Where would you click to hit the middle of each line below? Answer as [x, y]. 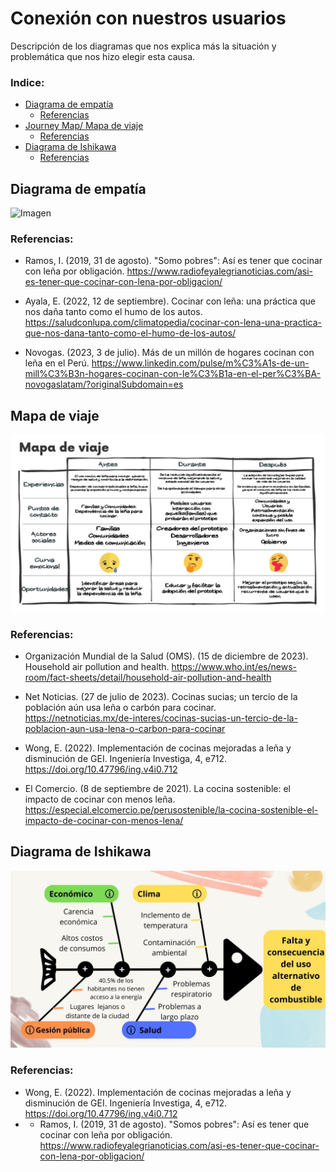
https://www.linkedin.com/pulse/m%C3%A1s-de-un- [200, 363]
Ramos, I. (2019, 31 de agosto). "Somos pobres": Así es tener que [174, 1124]
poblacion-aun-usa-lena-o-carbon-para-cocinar [125, 728]
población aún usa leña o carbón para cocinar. [120, 707]
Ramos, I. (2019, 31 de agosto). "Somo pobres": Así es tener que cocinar [173, 261]
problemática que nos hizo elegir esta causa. [103, 56]
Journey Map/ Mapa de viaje [84, 126]
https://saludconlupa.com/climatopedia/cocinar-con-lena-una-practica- [173, 323]
